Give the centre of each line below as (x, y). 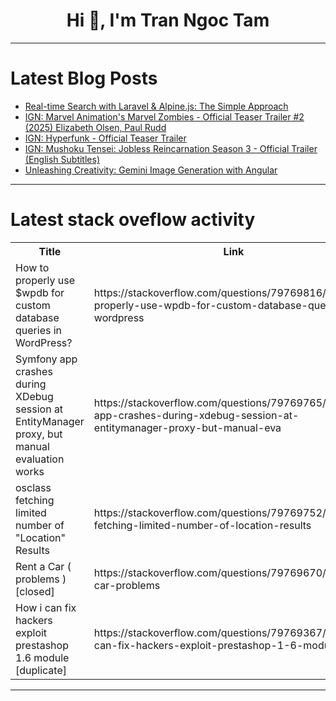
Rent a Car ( (43, 566)
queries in (39, 330)
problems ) (41, 579)
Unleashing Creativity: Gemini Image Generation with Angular (151, 170)
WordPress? (44, 342)
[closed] (35, 591)
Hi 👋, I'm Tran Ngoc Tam (168, 20)
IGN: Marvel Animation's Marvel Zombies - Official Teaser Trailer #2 (164, 116)
